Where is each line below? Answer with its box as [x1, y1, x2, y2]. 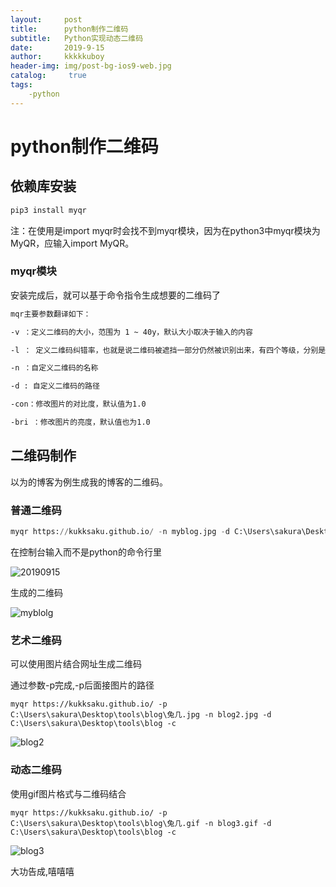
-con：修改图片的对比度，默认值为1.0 [10, 399, 147, 410]
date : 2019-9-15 [10, 42, 105, 53]
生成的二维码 [10, 586, 63, 598]
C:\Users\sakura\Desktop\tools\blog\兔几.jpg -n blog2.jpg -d [10, 710, 272, 720]
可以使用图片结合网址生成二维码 [10, 658, 142, 670]
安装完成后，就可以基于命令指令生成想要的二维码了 [10, 289, 221, 301]
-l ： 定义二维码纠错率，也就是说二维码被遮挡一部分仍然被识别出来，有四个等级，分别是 [10, 345, 327, 355]
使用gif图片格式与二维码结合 [10, 787, 127, 800]
